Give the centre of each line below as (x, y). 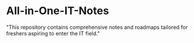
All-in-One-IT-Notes (58, 11)
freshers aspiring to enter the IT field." (53, 33)
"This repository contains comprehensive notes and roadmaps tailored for (97, 27)
